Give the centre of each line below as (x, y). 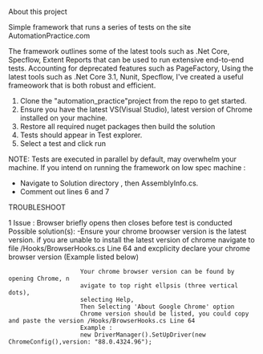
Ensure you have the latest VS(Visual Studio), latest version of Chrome (136, 109)
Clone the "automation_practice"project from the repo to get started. (133, 101)
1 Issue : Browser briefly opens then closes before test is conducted (120, 223)
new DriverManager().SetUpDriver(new (143, 335)
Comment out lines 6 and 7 (65, 191)
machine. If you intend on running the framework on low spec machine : (127, 167)
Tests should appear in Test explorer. (81, 135)
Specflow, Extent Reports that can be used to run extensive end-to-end (126, 60)
